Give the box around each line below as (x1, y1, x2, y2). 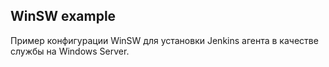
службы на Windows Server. (10, 45, 130, 57)
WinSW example (10, 8, 117, 25)
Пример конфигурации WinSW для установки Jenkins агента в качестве (10, 34, 319, 46)
